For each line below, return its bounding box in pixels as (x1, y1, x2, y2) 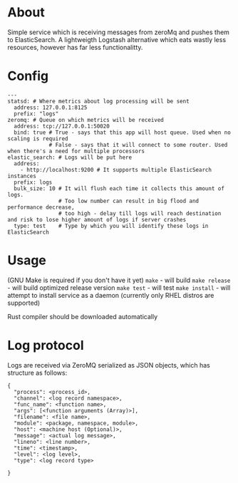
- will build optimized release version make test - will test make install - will (7, 283, 231, 292)
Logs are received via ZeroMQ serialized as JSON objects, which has (7, 360, 210, 369)
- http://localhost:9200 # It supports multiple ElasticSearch (20, 166, 212, 173)
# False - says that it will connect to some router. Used (48, 141, 228, 148)
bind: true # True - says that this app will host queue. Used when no (14, 129, 232, 136)
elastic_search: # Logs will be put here (7, 154, 133, 161)
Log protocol (7, 338, 84, 353)
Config (7, 68, 48, 84)
